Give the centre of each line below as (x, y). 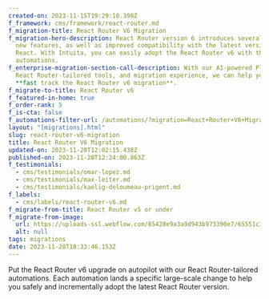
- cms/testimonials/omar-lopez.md (73, 172)
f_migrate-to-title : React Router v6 (71, 90)
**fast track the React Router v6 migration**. (96, 83)
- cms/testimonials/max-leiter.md (73, 180)
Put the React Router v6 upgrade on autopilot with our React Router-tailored (133, 269)
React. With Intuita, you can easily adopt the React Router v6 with (134, 53)
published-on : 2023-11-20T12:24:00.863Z (77, 157)
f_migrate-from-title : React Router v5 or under (91, 209)
